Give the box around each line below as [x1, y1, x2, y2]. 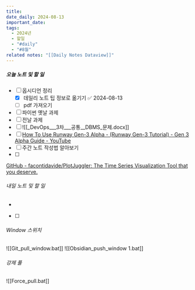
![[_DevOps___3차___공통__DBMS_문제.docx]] [22, 124, 129, 131]
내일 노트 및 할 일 [6, 182, 45, 189]
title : [6, 8, 22, 15]
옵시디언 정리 [22, 87, 53, 94]
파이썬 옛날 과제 [22, 109, 59, 116]
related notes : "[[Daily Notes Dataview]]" [6, 52, 115, 58]
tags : [6, 25, 19, 31]
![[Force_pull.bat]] [6, 278, 50, 285]
